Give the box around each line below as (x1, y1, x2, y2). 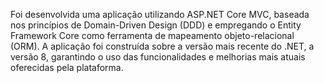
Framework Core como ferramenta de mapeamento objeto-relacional (10, 30, 295, 41)
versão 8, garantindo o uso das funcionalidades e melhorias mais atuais (10, 51, 306, 63)
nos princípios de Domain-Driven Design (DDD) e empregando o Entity (10, 19, 302, 31)
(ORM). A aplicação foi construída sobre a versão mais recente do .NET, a (10, 40, 315, 52)
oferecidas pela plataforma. (10, 62, 124, 73)
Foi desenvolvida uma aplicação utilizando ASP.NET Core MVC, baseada (10, 9, 310, 20)
